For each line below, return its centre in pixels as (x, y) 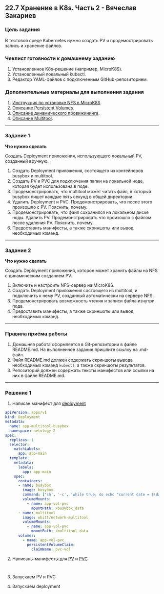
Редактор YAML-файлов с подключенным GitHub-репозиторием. (80, 79)
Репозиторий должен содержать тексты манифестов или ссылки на (83, 371)
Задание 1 (18, 136)
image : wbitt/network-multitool (56, 517)
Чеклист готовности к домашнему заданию (60, 58)
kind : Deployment (23, 417)
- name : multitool (37, 513)
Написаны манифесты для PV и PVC (50, 559)
